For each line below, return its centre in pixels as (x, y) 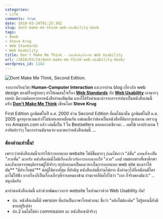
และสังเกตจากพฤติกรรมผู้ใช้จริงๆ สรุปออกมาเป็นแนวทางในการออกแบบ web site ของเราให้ (78, 164)
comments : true (20, 19)
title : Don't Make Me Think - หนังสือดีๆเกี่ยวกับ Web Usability (64, 55)
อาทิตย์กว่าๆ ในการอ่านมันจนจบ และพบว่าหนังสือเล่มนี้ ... (51, 130)
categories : (17, 10)
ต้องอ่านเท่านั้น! (20, 143)
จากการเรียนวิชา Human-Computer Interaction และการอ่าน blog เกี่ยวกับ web (75, 87)
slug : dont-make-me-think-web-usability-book (52, 28)
